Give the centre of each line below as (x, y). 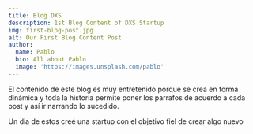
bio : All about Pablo (51, 60)
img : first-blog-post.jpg (51, 30)
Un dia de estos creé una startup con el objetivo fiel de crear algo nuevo (126, 121)
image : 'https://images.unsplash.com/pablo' (90, 67)
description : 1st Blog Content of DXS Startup (86, 23)
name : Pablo (35, 52)
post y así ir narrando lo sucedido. (64, 106)
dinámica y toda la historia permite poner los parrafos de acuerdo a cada (127, 97)
